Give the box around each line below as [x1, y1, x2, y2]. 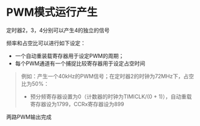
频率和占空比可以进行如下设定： [6, 39, 86, 46]
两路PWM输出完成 [6, 113, 52, 121]
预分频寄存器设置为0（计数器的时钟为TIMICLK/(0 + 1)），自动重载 [30, 93, 192, 100]
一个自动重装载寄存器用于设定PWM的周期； [15, 52, 124, 59]
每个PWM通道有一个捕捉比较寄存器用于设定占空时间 [15, 60, 146, 67]
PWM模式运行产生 [6, 5, 98, 19]
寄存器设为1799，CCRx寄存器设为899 [30, 100, 124, 107]
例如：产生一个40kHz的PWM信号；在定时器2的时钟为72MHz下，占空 [21, 72, 195, 80]
